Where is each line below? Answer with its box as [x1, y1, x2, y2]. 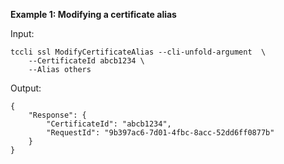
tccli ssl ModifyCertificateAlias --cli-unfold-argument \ [10, 47, 267, 57]
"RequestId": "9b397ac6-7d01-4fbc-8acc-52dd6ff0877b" [46, 128, 275, 138]
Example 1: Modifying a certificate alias [10, 9, 177, 20]
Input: [10, 28, 35, 39]
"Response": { [28, 110, 87, 120]
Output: [10, 82, 42, 94]
